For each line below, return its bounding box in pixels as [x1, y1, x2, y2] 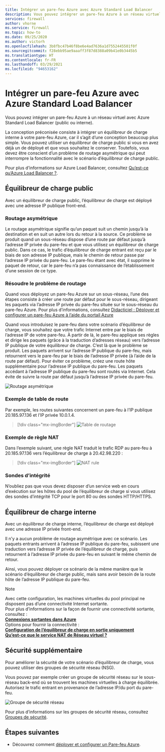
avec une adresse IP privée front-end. [5, 526, 82, 532]
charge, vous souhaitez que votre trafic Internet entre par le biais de [5, 327, 143, 333]
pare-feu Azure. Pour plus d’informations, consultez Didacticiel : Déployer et [5, 307, 160, 313]
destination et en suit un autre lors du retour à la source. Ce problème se [5, 231, 152, 237]
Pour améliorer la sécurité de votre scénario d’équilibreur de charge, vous [5, 659, 154, 665]
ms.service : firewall [5, 26, 50, 30]
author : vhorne [5, 21, 36, 26]
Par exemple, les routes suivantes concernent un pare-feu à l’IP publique [5, 406, 153, 413]
